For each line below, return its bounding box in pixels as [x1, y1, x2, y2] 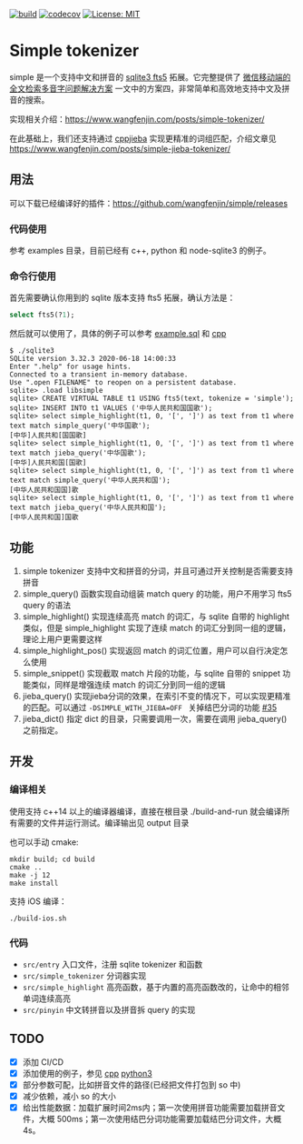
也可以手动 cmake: [9, 837, 79, 848]
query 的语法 [22, 600, 72, 611]
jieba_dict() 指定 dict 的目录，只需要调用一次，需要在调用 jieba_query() [22, 714, 288, 725]
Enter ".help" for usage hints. [9, 362, 132, 372]
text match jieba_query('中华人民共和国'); [9, 503, 167, 513]
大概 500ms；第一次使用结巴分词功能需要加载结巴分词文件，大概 [38, 1114, 282, 1125]
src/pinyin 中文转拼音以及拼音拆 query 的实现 [22, 1005, 196, 1016]
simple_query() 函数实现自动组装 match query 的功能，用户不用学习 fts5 [22, 588, 292, 599]
